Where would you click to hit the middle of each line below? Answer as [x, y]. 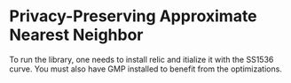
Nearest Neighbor [76, 35]
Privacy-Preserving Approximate [133, 16]
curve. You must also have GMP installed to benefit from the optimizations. [145, 69]
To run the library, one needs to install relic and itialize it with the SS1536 [142, 59]
